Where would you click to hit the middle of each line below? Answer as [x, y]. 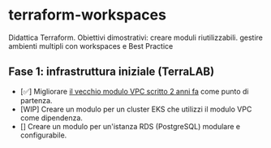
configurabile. [43, 135]
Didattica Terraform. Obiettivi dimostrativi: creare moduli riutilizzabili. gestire [136, 37]
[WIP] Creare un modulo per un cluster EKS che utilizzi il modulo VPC [136, 109]
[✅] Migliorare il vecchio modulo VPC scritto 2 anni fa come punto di [134, 91]
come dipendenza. [52, 118]
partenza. [36, 100]
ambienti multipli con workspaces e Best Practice [91, 46]
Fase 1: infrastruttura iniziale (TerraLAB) [112, 72]
